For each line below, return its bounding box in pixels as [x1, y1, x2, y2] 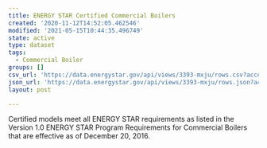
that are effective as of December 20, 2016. [8, 131, 151, 141]
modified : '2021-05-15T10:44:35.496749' [8, 26, 145, 34]
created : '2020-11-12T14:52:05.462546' [8, 19, 141, 27]
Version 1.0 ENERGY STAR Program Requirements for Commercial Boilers [8, 123, 248, 132]
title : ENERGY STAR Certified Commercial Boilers [8, 11, 176, 20]
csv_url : [8, 71, 37, 79]
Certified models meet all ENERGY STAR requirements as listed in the [8, 115, 234, 124]
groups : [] [8, 64, 44, 72]
